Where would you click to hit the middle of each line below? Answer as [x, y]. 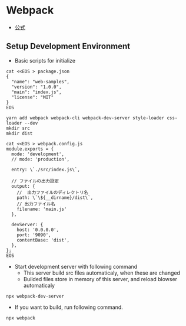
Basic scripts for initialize [45, 60]
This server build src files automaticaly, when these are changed [102, 273]
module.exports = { [30, 149]
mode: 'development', [38, 154]
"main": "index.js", [36, 92]
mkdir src [18, 128]
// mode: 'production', [40, 159]
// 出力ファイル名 [36, 204]
